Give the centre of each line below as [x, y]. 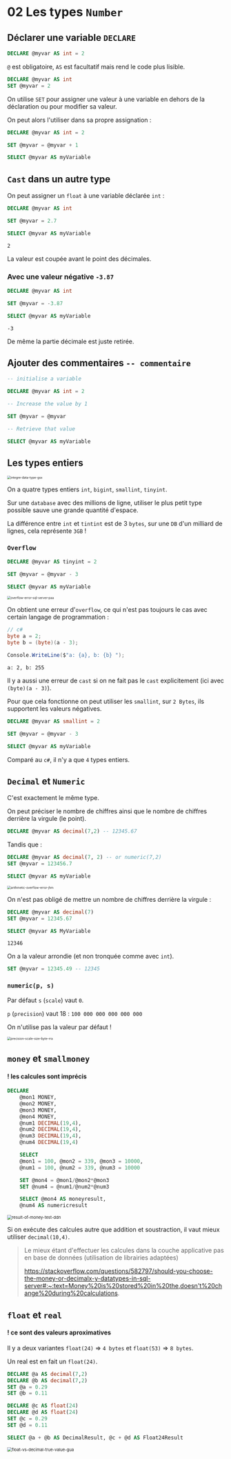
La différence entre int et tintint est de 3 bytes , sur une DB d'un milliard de [115, 524]
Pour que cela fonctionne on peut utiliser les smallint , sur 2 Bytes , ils [106, 701]
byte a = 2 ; [24, 636]
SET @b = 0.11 [28, 1393]
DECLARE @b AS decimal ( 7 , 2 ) [48, 1380]
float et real [34, 1315]
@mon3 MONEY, [38, 1110]
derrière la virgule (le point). [47, 819]
